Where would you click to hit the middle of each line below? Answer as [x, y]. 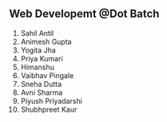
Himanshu [37, 67]
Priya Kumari [42, 58]
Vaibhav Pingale [47, 75]
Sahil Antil [37, 33]
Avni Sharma [42, 92]
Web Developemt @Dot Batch [84, 14]
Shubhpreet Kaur [49, 109]
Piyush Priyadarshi [52, 100]
